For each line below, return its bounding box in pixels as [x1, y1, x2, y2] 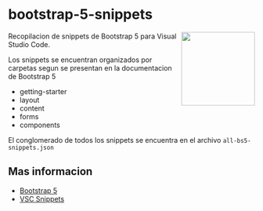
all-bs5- [222, 136, 252, 144]
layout [19, 95, 40, 104]
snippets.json [8, 144, 55, 151]
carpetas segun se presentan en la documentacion [8, 63, 172, 72]
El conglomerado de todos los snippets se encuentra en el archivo [8, 135, 222, 144]
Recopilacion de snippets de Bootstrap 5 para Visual [8, 31, 177, 41]
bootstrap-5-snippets [8, 5, 153, 24]
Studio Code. [8, 39, 51, 49]
